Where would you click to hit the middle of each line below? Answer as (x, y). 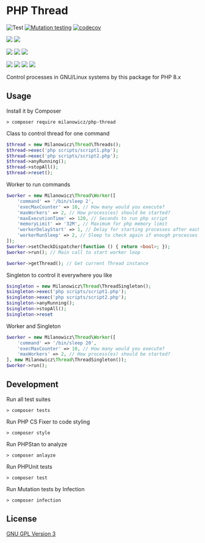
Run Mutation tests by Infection (45, 489)
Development (33, 385)
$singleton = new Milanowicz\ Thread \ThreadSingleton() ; (79, 286)
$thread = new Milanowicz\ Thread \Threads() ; (64, 144)
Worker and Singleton (34, 326)
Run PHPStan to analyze (37, 444)
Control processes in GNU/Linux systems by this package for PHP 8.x (94, 77)
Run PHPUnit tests (30, 466)
